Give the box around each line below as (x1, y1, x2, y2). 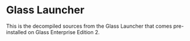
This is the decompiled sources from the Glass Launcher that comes (6, 23, 172, 29)
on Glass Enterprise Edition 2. (28, 28, 100, 35)
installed (6, 28, 27, 35)
